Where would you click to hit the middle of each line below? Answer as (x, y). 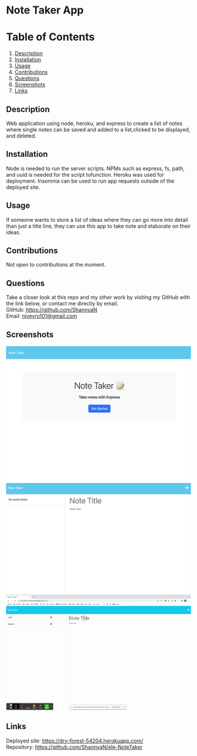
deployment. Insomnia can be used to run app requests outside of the (90, 181)
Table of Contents (50, 37)
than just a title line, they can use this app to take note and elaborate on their (98, 226)
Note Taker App (45, 10)
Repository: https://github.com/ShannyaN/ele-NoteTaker (74, 747)
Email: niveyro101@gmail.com (42, 316)
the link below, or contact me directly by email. (62, 303)
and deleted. (21, 136)
